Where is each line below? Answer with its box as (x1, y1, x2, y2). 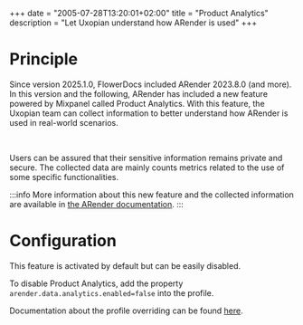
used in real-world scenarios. (9, 117, 119, 128)
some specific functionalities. (9, 171, 119, 182)
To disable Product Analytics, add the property (9, 278, 184, 289)
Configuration (9, 231, 118, 252)
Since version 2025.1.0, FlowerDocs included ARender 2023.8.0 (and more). (9, 79, 292, 90)
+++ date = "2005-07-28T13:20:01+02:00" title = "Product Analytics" (9, 8, 269, 18)
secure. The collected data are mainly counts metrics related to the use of (9, 162, 285, 173)
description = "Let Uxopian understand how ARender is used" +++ (9, 17, 258, 28)
